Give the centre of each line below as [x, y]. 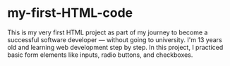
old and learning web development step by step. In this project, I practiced [115, 47]
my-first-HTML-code [70, 13]
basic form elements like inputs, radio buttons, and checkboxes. [100, 55]
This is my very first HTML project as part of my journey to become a [108, 32]
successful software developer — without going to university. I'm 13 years [115, 39]
